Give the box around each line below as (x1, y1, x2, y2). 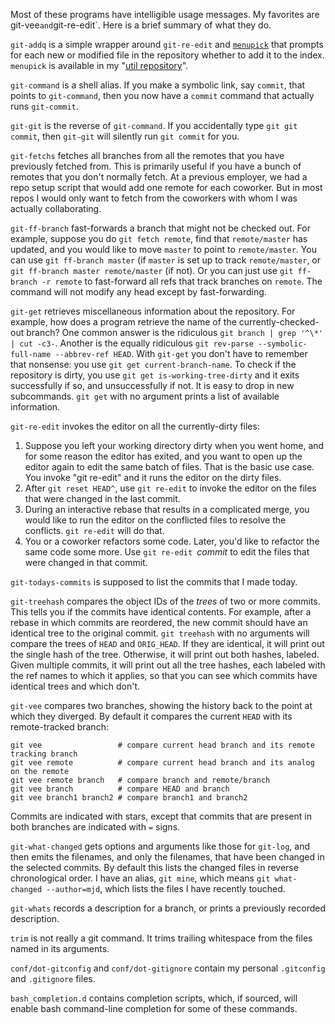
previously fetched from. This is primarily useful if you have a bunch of (10, 160, 302, 172)
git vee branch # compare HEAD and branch (10, 784, 230, 794)
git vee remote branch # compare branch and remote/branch (10, 775, 271, 785)
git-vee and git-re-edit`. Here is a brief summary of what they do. (10, 19, 272, 31)
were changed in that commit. (24, 557, 148, 568)
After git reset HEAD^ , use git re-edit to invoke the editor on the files (24, 482, 317, 494)
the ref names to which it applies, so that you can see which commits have (10, 670, 318, 681)
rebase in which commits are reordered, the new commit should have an (10, 617, 308, 628)
